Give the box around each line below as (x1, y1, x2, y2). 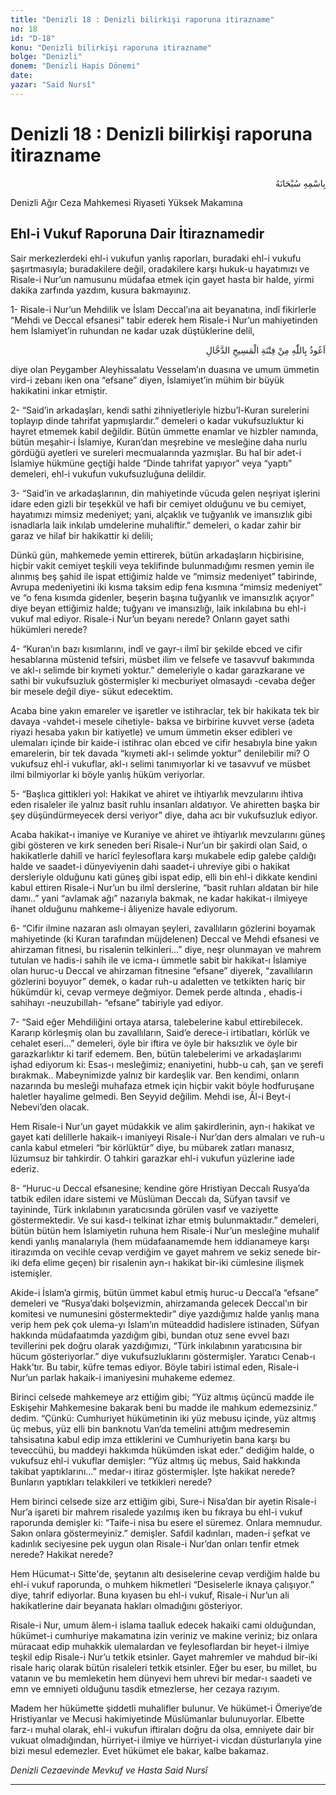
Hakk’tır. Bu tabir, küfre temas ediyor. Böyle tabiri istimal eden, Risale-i (10, 1361, 300, 1373)
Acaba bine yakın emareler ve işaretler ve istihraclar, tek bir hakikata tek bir (10, 704, 320, 716)
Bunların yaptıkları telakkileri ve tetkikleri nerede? (10, 1476, 213, 1488)
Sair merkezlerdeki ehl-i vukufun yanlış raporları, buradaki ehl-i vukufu (10, 252, 302, 264)
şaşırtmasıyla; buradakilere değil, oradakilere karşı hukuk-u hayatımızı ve (10, 262, 310, 275)
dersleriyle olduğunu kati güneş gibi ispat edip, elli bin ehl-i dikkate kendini (10, 871, 318, 883)
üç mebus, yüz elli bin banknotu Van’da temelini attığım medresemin (10, 1422, 290, 1435)
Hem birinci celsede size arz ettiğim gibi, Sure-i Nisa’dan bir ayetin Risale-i (10, 1495, 317, 1507)
